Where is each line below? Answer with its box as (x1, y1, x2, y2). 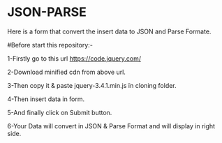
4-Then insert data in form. (7, 95, 85, 103)
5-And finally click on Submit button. (7, 108, 112, 116)
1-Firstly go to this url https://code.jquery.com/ (7, 54, 142, 63)
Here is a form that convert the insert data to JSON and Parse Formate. (7, 27, 212, 36)
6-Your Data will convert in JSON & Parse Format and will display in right (7, 121, 215, 130)
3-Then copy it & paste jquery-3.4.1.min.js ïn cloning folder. (7, 81, 177, 89)
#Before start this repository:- (7, 40, 93, 49)
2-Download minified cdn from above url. (7, 68, 126, 76)
